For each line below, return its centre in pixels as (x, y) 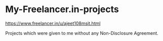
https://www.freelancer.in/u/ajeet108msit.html (53, 23)
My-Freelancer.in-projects (62, 9)
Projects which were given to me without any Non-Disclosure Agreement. (82, 33)
